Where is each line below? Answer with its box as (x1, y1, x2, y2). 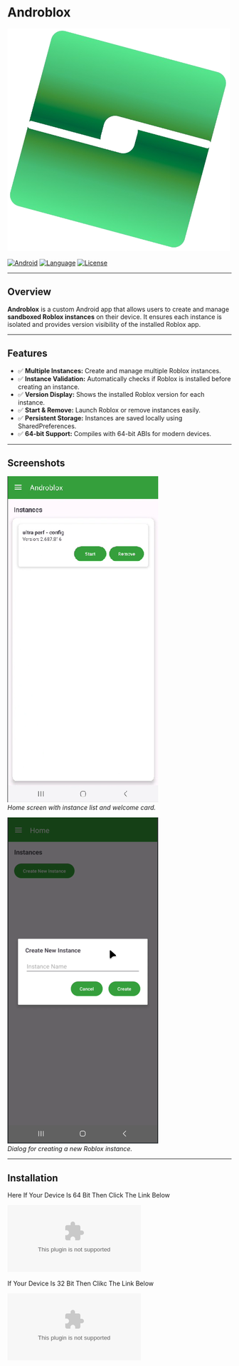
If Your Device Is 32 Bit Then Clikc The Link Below (7, 1279, 154, 1288)
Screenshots (7, 457, 65, 469)
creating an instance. (17, 383, 80, 391)
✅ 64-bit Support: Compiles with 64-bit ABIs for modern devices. (17, 429, 212, 437)
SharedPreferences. (17, 422, 77, 430)
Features (7, 348, 48, 360)
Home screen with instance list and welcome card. (7, 804, 156, 812)
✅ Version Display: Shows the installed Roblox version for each (17, 390, 205, 398)
